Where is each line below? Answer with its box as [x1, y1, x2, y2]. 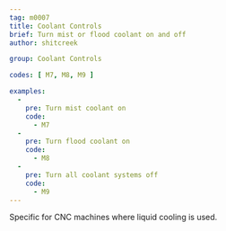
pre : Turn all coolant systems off [25, 170, 159, 180]
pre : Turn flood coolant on [25, 137, 130, 147]
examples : [9, 87, 47, 96]
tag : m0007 [9, 13, 50, 22]
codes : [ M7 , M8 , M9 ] [9, 71, 94, 80]
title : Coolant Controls [9, 22, 102, 31]
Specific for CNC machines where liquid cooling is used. [9, 212, 218, 223]
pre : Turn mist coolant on [25, 103, 126, 112]
